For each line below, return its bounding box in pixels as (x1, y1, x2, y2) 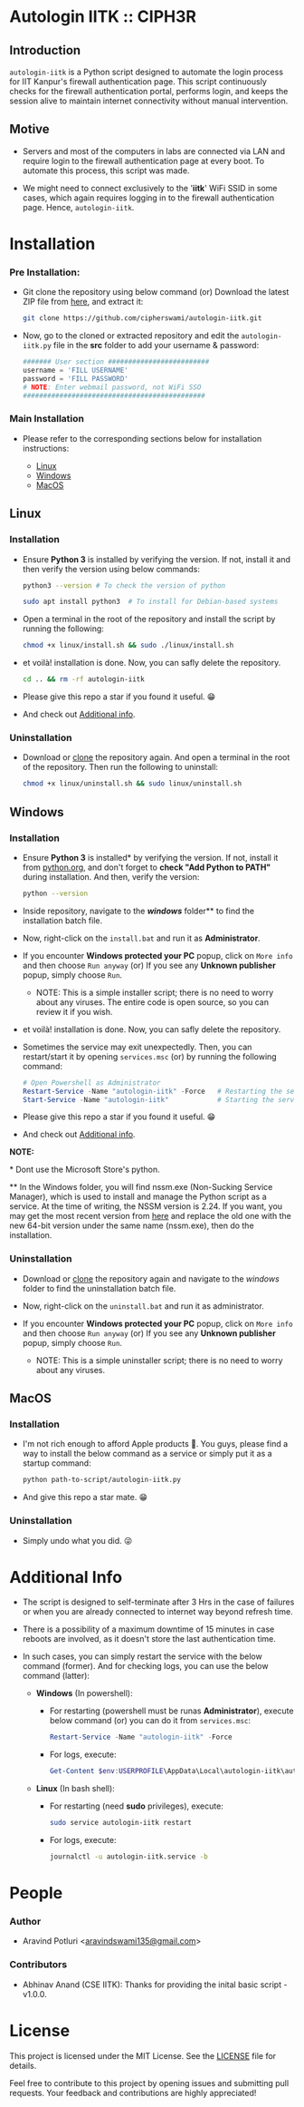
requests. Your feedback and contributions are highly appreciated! (9, 2087, 257, 2098)
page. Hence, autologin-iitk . (22, 201, 135, 212)
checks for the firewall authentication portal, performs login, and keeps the (9, 86, 289, 96)
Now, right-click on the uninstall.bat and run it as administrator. (22, 1300, 264, 1312)
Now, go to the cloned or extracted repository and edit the (22, 330, 240, 341)
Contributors (9, 1958, 68, 1971)
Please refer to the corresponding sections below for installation (22, 433, 262, 444)
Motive (9, 122, 50, 137)
